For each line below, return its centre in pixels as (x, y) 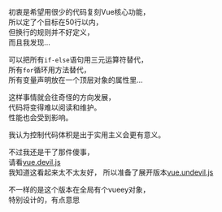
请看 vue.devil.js (35, 162)
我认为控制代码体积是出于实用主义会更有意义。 (87, 135)
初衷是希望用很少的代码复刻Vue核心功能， (79, 12)
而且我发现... (30, 42)
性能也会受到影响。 (41, 117)
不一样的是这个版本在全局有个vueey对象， (79, 190)
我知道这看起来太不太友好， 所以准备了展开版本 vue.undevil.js (111, 172)
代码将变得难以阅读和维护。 (55, 107)
